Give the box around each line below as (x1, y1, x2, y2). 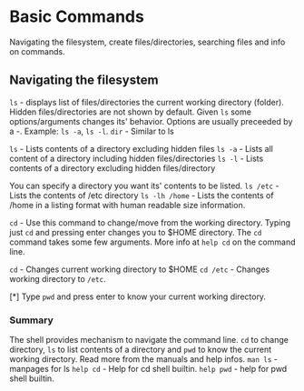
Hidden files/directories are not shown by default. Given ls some (9, 106, 252, 117)
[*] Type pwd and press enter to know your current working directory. (9, 291, 266, 302)
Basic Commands (9, 6, 145, 27)
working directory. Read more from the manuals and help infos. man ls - (9, 354, 279, 365)
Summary (9, 314, 54, 326)
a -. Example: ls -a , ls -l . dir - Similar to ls (9, 125, 174, 136)
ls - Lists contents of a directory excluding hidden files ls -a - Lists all (9, 143, 274, 154)
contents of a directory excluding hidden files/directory (9, 162, 216, 174)
